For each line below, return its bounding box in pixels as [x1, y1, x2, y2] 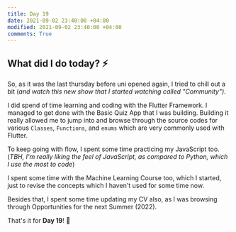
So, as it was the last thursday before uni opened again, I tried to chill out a [7, 79, 225, 89]
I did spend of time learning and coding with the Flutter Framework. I [7, 101, 208, 110]
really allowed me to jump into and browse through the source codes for [7, 116, 218, 125]
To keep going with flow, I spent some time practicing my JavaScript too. [7, 145, 220, 153]
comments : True [7, 30, 52, 38]
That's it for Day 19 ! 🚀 [7, 216, 71, 225]
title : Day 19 [7, 10, 50, 18]
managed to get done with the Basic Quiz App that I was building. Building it [7, 109, 229, 117]
